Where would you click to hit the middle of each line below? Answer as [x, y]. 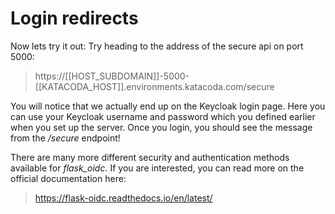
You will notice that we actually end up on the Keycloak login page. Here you [168, 106]
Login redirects [74, 18]
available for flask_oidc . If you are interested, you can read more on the [157, 168]
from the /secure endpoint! [65, 138]
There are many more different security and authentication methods [150, 157]
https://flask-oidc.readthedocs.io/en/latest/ [123, 198]
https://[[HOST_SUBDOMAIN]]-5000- [112, 76]
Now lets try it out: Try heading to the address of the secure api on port [157, 46]
